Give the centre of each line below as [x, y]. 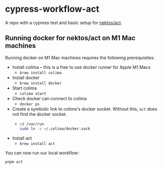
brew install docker [40, 83]
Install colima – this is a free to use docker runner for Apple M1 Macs [81, 67]
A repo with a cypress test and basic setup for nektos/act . [64, 23]
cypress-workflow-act [52, 9]
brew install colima [40, 73]
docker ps [30, 104]
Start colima [24, 88]
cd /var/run [32, 124]
